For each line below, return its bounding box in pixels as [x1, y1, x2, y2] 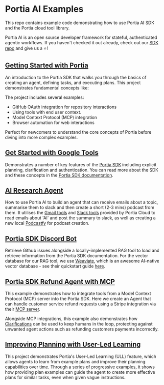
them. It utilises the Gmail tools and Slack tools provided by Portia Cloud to [5, 210, 156, 216]
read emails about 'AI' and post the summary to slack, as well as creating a [5, 215, 156, 221]
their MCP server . [5, 306, 41, 312]
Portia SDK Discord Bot [5, 235, 77, 243]
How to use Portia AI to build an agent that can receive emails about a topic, [5, 199, 158, 205]
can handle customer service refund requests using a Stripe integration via [5, 301, 156, 307]
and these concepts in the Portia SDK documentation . [5, 172, 114, 178]
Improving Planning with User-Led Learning [5, 340, 141, 349]
